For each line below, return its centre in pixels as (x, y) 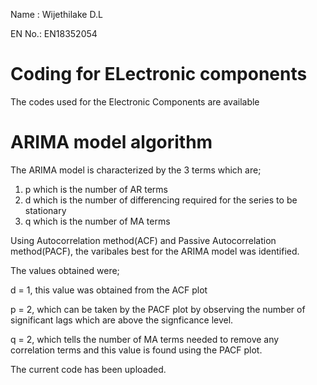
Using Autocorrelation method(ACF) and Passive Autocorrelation (143, 240)
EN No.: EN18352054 (54, 33)
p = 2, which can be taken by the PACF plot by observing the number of (158, 309)
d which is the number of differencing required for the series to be (161, 200)
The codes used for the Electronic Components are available (135, 101)
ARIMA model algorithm (111, 142)
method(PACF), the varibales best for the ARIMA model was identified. (155, 251)
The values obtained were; (65, 270)
